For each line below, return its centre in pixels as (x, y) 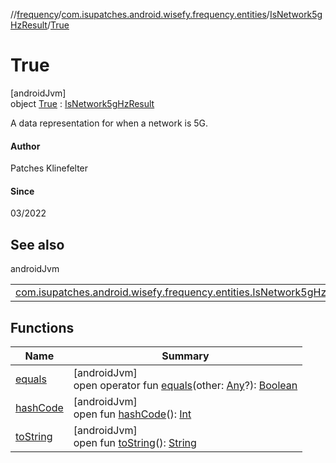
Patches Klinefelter (49, 168)
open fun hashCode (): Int (132, 414)
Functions (42, 327)
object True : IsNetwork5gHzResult (82, 103)
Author (25, 146)
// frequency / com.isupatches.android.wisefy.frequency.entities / (140, 14)
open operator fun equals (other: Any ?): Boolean (185, 385)
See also (37, 244)
